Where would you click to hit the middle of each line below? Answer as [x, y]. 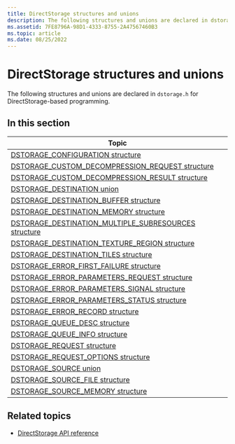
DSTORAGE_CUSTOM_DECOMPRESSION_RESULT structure [109, 177]
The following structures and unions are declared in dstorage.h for [103, 94]
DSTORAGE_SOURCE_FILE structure [71, 380]
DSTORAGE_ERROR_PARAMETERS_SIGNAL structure [98, 289]
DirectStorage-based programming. [59, 102]
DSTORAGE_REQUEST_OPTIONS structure [80, 356]
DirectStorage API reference [58, 433]
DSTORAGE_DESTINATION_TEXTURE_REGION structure [103, 243]
